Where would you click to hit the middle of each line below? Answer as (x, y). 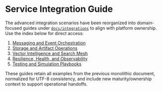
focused (14, 28)
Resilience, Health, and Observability (50, 58)
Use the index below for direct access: (45, 33)
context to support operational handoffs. (46, 84)
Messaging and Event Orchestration (49, 43)
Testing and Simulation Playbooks (47, 64)
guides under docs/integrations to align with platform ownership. (90, 28)
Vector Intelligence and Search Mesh (50, 53)
